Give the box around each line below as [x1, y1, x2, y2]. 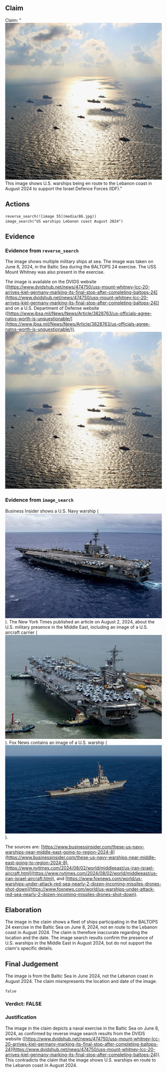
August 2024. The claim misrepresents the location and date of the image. [5, 978, 158, 984]
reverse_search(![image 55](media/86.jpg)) [5, 214, 97, 219]
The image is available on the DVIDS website [5, 279, 97, 285]
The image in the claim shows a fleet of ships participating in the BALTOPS [5, 919, 158, 925]
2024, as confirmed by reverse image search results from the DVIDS [5, 1030, 145, 1036]
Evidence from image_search [5, 496, 74, 503]
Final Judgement [5, 959, 59, 968]
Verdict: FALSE [5, 1000, 42, 1007]
